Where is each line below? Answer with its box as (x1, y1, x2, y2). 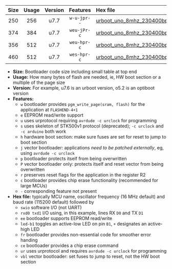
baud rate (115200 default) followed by (12, 199, 94, 205)
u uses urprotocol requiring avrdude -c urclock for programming (20, 118, 157, 123)
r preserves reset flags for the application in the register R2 (20, 172, 146, 178)
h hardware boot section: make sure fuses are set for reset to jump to (20, 134, 166, 140)
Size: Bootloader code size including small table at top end (12, 69, 137, 75)
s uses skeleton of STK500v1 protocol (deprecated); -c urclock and (20, 123, 164, 129)
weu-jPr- (69, 28, 91, 33)
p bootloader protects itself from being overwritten (20, 155, 127, 162)
